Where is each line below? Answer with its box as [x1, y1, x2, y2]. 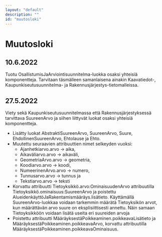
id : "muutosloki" [5, 17, 42, 22]
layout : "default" [5, 7, 44, 13]
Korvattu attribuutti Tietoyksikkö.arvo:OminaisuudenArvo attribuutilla [12, 183, 154, 189]
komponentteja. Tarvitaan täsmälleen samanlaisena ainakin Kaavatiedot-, [5, 77, 156, 83]
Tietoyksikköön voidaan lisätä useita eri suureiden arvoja [12, 210, 130, 216]
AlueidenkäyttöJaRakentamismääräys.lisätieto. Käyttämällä [12, 194, 134, 200]
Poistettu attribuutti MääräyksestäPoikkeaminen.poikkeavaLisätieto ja [12, 215, 156, 221]
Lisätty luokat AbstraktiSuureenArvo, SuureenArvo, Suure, [12, 130, 133, 136]
